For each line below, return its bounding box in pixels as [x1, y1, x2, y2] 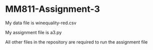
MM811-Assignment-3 [5, 3, 100, 15]
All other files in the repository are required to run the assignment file [5, 39, 148, 45]
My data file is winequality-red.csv [5, 20, 77, 26]
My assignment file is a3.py [5, 29, 62, 35]
